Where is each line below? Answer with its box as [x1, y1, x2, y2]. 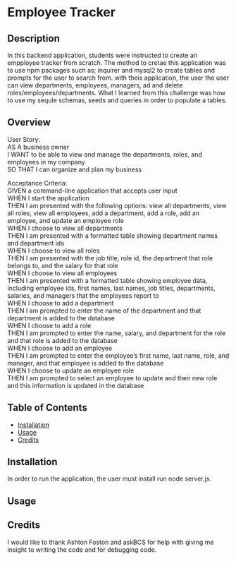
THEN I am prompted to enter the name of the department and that [7, 306, 201, 315]
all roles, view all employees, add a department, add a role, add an [7, 209, 199, 217]
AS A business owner [7, 143, 70, 151]
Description [7, 32, 60, 44]
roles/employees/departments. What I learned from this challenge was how [7, 89, 226, 97]
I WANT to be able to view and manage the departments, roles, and [7, 150, 203, 159]
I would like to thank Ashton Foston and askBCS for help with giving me [7, 538, 214, 546]
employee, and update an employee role [7, 216, 125, 224]
